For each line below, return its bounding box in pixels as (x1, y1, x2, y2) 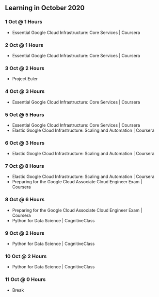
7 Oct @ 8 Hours (5, 163, 45, 170)
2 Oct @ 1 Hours (5, 41, 44, 48)
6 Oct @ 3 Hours (5, 140, 45, 146)
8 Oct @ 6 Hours (5, 196, 45, 203)
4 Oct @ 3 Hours (5, 88, 45, 95)
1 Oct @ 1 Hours (5, 18, 43, 25)
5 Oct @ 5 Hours (5, 111, 45, 118)
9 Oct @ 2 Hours (5, 229, 45, 236)
